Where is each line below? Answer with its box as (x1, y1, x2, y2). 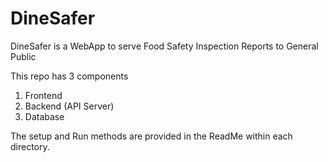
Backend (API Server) (24, 100, 115, 112)
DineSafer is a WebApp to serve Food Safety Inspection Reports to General (10, 40, 319, 52)
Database (24, 110, 65, 122)
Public (10, 50, 37, 62)
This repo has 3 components (10, 70, 129, 82)
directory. (10, 140, 50, 152)
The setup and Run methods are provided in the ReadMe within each (10, 130, 293, 142)
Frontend (24, 89, 63, 101)
